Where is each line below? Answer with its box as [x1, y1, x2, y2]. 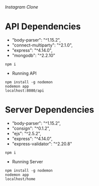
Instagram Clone [5, 4, 39, 10]
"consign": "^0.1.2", [12, 125, 50, 131]
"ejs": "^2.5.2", [12, 130, 41, 136]
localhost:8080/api [5, 88, 44, 93]
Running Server [12, 158, 43, 164]
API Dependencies [5, 21, 81, 32]
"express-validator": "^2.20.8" [12, 140, 72, 147]
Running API [12, 70, 37, 76]
